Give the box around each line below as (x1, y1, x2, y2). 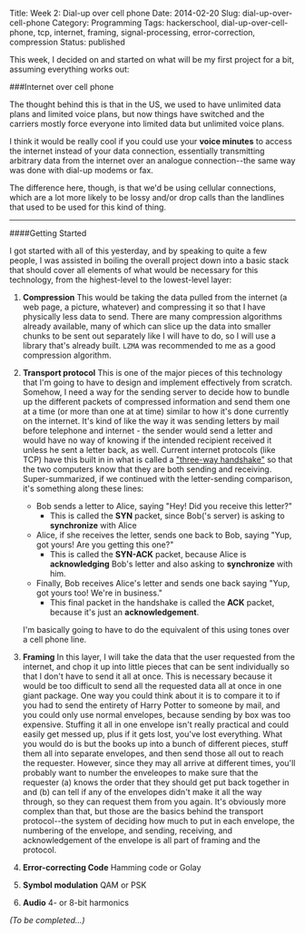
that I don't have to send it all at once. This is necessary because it (22, 671, 272, 682)
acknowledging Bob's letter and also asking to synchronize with (49, 558, 293, 569)
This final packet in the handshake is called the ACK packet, (49, 597, 275, 607)
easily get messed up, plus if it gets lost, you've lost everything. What (22, 729, 283, 739)
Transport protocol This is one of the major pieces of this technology (22, 368, 283, 378)
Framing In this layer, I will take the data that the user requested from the (22, 652, 296, 662)
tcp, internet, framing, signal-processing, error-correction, (37, 27, 256, 37)
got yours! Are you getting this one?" (35, 539, 174, 550)
